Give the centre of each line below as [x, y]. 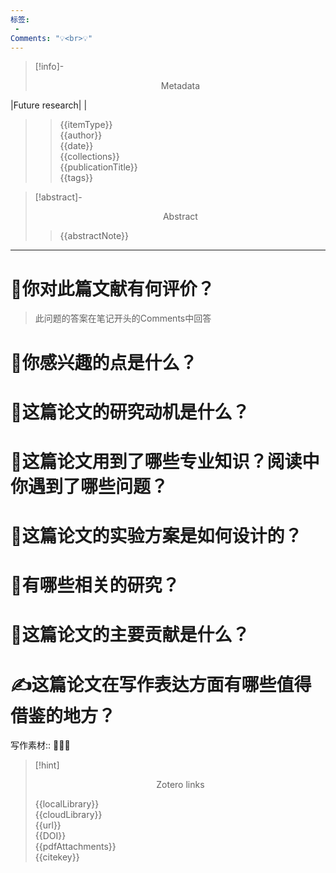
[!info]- [49, 67]
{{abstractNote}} [94, 236]
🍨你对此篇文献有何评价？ [112, 288]
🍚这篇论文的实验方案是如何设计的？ [156, 536]
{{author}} [81, 135]
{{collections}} [89, 157]
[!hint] [47, 765]
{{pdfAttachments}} [75, 847]
